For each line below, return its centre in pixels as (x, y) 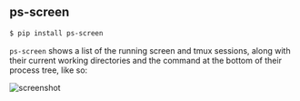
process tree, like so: (49, 70)
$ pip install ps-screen (56, 33)
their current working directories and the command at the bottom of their (145, 60)
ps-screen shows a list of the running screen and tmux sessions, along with (150, 50)
